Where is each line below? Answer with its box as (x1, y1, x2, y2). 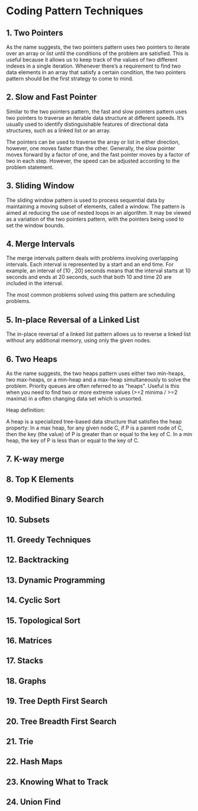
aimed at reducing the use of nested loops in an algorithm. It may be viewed (6, 209, 191, 216)
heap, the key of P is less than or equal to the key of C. (6, 437, 139, 444)
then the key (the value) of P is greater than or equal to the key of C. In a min (6, 431, 193, 438)
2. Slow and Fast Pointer (6, 92, 98, 102)
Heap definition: (6, 406, 46, 414)
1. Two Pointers (6, 28, 63, 38)
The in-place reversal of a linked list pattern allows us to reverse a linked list (6, 330, 191, 338)
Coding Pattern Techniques (6, 4, 144, 18)
